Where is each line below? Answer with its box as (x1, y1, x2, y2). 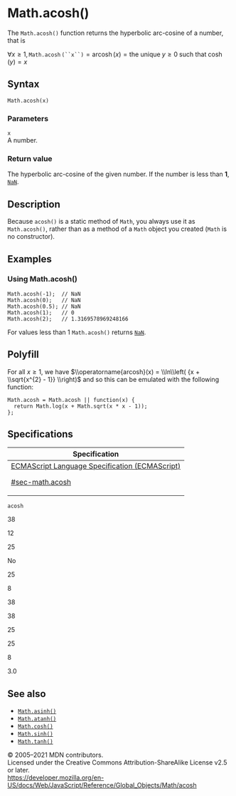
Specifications (7, 428, 73, 440)
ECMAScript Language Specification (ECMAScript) (11, 461, 181, 471)
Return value (7, 153, 53, 163)
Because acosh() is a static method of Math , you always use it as (7, 217, 195, 226)
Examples (7, 253, 52, 265)
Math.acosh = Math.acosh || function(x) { (7, 396, 135, 403)
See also (7, 688, 46, 700)
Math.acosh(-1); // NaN (7, 290, 81, 297)
